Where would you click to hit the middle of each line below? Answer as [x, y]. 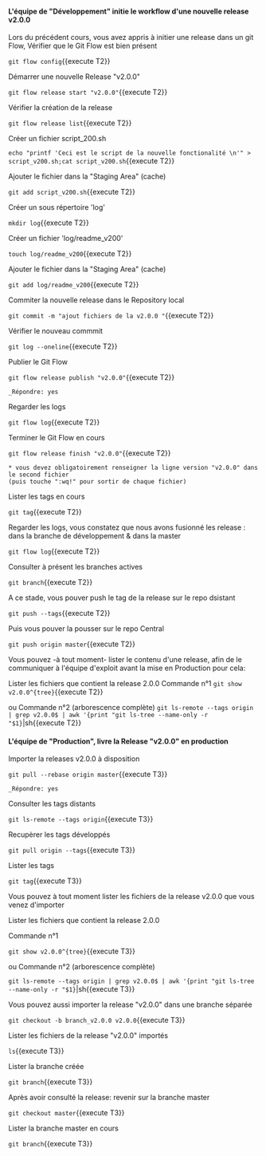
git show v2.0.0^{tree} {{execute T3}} [72, 951]
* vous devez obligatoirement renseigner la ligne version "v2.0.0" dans [133, 468]
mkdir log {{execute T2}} [49, 223]
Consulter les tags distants [52, 804]
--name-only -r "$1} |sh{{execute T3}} [72, 989]
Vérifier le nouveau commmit [56, 331]
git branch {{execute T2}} [51, 582]
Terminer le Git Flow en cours [57, 438]
